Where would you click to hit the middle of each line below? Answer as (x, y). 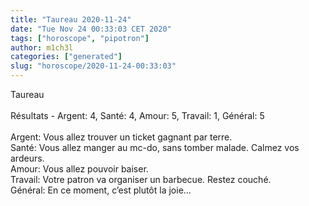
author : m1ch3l (42, 47)
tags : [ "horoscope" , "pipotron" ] (80, 38)
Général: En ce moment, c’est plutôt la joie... (101, 190)
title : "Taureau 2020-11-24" (71, 19)
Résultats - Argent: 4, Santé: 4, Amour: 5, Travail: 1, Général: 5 (137, 115)
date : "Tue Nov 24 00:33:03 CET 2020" (91, 29)
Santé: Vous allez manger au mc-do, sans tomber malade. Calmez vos (155, 147)
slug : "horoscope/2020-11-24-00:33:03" (93, 66)
